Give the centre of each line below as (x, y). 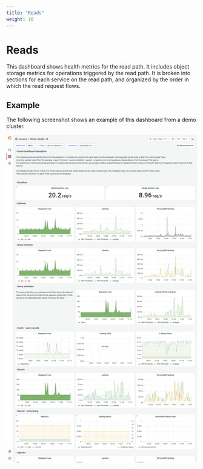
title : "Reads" (25, 13)
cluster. (16, 126)
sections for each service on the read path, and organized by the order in (98, 79)
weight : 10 (20, 19)
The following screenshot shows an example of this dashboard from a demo (101, 120)
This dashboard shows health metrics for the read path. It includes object (98, 67)
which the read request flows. (43, 86)
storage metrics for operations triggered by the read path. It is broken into (98, 73)
